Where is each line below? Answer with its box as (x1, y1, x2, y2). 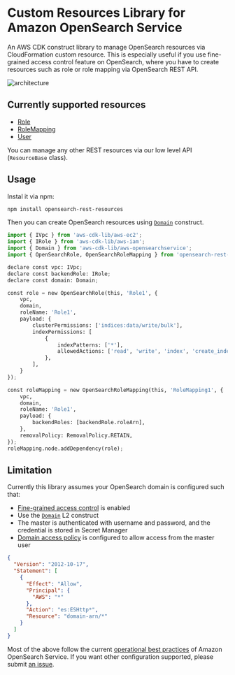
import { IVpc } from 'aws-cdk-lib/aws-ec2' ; (7, 232, 142, 239)
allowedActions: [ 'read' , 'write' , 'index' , (57, 348, 190, 355)
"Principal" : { (25, 587, 71, 594)
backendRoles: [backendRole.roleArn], (32, 419, 145, 426)
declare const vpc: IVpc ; (7, 263, 83, 270)
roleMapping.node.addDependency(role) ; (7, 445, 124, 452)
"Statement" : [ (13, 567, 58, 574)
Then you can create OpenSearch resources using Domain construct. (7, 218, 204, 226)
